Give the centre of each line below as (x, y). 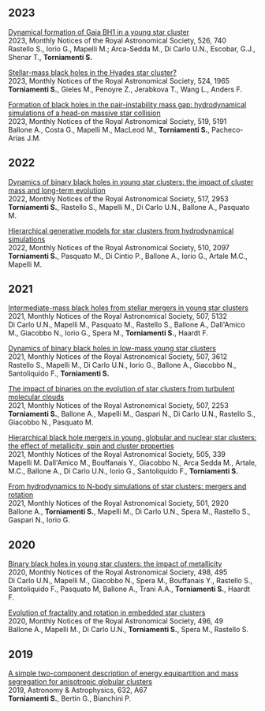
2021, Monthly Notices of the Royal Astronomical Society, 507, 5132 (118, 316)
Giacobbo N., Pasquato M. (51, 422)
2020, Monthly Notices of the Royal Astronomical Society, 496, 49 (116, 621)
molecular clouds (36, 397)
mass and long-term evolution (57, 190)
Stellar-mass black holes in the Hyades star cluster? (93, 72)
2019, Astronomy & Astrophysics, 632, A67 (78, 690)
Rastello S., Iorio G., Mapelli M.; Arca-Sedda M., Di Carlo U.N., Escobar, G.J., (132, 49)
